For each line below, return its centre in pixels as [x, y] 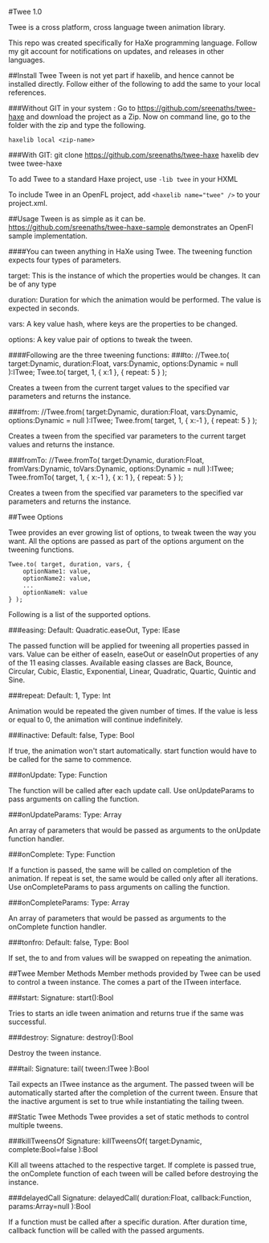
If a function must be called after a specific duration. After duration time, [128, 1222]
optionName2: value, [57, 578]
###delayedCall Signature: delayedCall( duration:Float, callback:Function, [130, 1198]
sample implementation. [48, 236]
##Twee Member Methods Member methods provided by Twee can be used [134, 973]
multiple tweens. [36, 1125]
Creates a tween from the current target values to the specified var [119, 388]
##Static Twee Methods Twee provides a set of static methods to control [129, 1117]
